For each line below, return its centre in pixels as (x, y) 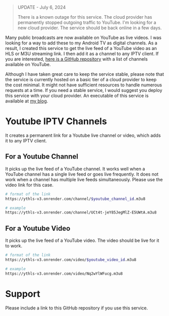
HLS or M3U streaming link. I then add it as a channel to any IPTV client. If (82, 54)
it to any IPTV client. (26, 140)
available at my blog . (27, 101)
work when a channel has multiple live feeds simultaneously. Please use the (84, 179)
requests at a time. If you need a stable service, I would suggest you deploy (84, 90)
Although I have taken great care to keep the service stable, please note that (85, 74)
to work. (14, 246)
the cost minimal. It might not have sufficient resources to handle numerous (84, 85)
